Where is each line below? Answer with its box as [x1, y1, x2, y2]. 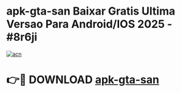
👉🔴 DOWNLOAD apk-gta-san [6, 73, 160, 87]
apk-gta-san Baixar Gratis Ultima [6, 4, 176, 18]
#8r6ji [6, 30, 38, 44]
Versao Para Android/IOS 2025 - [6, 17, 172, 31]
